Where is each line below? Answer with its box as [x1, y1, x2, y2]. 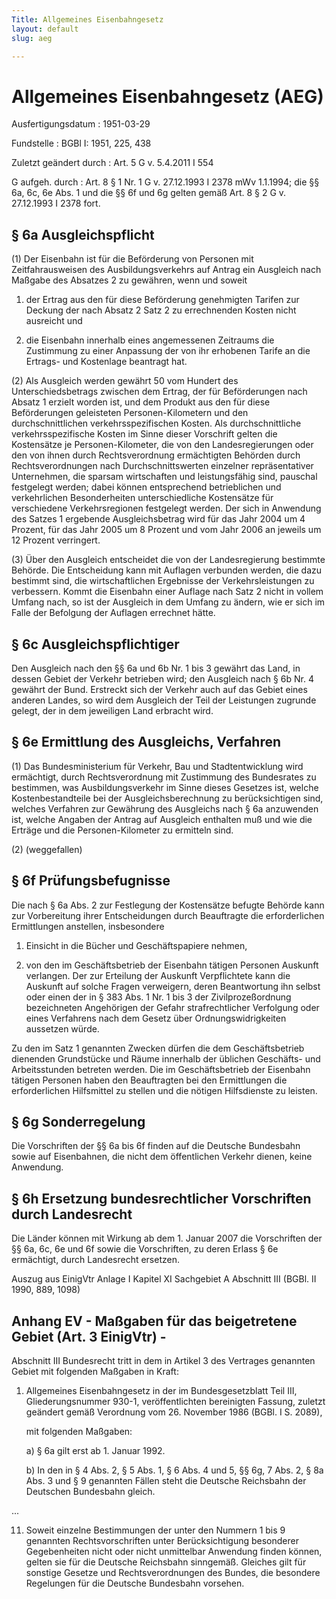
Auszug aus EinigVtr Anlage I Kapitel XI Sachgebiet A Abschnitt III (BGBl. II [11, 1273, 317, 1285]
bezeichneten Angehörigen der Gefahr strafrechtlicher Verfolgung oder [25, 1001, 320, 1013]
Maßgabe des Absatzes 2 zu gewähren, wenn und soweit [11, 274, 248, 286]
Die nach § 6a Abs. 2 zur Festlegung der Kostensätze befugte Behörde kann [11, 899, 325, 911]
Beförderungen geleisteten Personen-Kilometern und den [11, 407, 249, 419]
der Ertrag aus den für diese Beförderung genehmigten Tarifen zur [25, 294, 300, 306]
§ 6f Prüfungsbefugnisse [11, 872, 171, 890]
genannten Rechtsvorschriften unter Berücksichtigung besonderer [25, 1535, 299, 1546]
